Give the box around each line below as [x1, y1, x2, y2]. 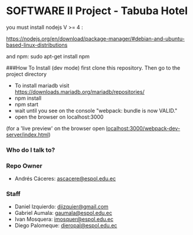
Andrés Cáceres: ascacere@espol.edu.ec [14, 175, 116, 182]
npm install [14, 94, 42, 102]
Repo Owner [6, 161, 42, 169]
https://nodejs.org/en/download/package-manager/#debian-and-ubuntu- [6, 35, 185, 42]
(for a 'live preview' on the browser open [6, 125, 105, 132]
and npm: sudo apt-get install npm [6, 53, 90, 60]
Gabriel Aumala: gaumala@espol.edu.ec [14, 210, 113, 217]
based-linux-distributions [6, 41, 68, 48]
